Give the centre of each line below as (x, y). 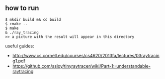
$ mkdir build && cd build (33, 19)
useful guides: (20, 46)
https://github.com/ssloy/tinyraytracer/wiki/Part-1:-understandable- (81, 66)
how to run (22, 8)
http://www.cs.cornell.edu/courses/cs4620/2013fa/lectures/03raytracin (86, 55)
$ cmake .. (16, 24)
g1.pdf (19, 61)
